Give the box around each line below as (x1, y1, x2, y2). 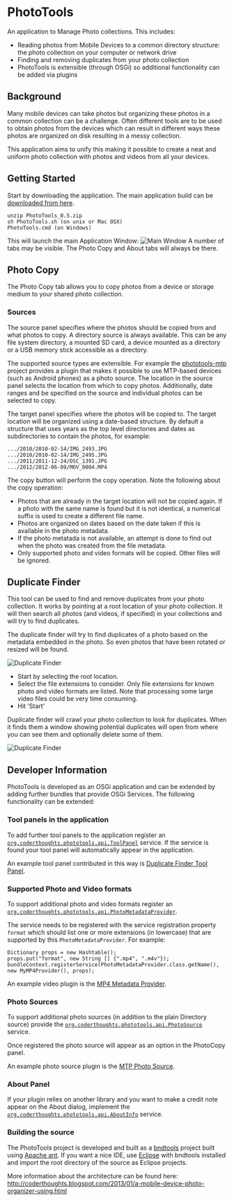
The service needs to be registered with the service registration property (7, 920, 217, 929)
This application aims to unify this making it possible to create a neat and (7, 144, 217, 153)
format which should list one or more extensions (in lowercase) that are (7, 928, 212, 936)
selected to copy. (7, 396, 57, 405)
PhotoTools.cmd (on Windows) (7, 224, 92, 231)
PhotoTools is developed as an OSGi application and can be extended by (7, 783, 216, 791)
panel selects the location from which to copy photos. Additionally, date (7, 381, 213, 389)
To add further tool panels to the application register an (7, 831, 166, 839)
